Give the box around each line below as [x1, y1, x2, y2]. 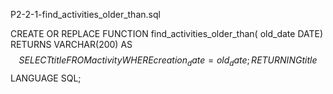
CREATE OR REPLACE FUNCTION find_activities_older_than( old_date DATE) [10, 28, 324, 39]
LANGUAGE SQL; [10, 72, 82, 84]
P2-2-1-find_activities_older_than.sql [10, 9, 161, 20]
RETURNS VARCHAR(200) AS [10, 39, 133, 50]
